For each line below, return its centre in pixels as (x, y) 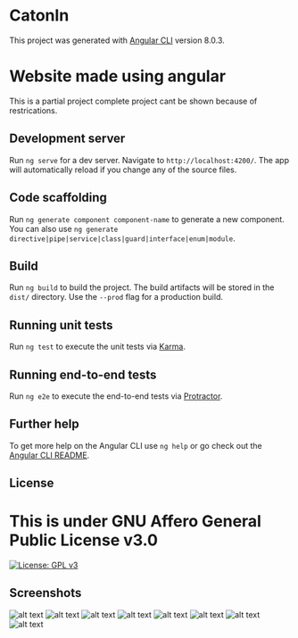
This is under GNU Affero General (135, 522)
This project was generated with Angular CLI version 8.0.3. (117, 40)
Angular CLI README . (50, 455)
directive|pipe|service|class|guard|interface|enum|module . (122, 238)
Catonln (39, 16)
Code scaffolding (58, 198)
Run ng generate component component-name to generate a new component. (147, 219)
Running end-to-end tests (83, 374)
